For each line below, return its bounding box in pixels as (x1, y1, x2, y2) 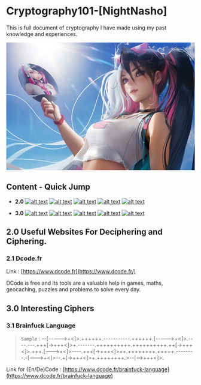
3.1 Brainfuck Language (6, 321, 76, 330)
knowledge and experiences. (6, 30, 78, 37)
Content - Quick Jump (6, 182, 91, 192)
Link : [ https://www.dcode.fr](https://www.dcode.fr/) (6, 268, 136, 275)
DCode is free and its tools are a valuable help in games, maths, (6, 279, 163, 286)
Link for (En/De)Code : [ (6, 365, 65, 373)
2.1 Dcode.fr (6, 254, 42, 262)
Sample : (20, 335, 41, 342)
